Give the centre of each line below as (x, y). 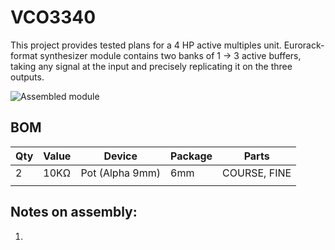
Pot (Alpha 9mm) (121, 173)
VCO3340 (53, 17)
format (24, 55)
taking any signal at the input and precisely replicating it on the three (151, 66)
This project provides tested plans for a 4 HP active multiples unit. (146, 45)
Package (191, 156)
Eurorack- (304, 45)
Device (120, 156)
